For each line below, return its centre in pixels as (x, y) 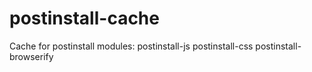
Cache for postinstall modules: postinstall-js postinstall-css (131, 46)
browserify (31, 56)
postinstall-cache (84, 18)
